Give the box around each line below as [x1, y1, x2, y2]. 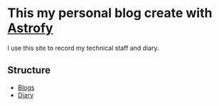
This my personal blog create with [7, 5, 213, 21]
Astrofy [7, 20, 53, 36]
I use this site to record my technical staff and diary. [7, 43, 159, 52]
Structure [7, 64, 51, 76]
